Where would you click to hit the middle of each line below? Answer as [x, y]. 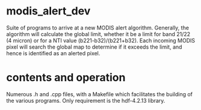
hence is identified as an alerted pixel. [53, 53]
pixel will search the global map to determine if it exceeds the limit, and [94, 47]
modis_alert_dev [48, 11]
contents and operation [66, 78]
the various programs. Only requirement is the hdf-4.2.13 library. [86, 100]
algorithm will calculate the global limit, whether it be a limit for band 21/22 [98, 34]
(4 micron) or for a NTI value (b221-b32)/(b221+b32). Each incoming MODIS [101, 40]
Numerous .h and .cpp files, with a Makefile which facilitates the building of [100, 94]
